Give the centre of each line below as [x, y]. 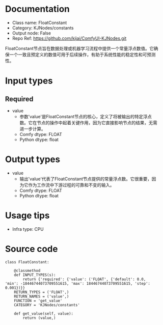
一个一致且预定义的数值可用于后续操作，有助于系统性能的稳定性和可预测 [82, 54]
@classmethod [27, 271]
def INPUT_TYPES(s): [35, 275]
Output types [33, 159]
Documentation [38, 9]
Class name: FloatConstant [40, 23]
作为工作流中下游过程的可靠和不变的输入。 [71, 185]
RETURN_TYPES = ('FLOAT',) [41, 292]
